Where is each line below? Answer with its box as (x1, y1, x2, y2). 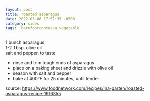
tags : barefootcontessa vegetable (5, 26, 80, 31)
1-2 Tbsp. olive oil (5, 45, 42, 51)
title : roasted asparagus (5, 12, 59, 17)
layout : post (5, 7, 33, 12)
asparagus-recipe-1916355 (5, 91, 61, 97)
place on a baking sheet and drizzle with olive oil (12, 65, 113, 71)
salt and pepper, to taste (5, 50, 56, 56)
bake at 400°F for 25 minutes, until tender (12, 76, 99, 82)
